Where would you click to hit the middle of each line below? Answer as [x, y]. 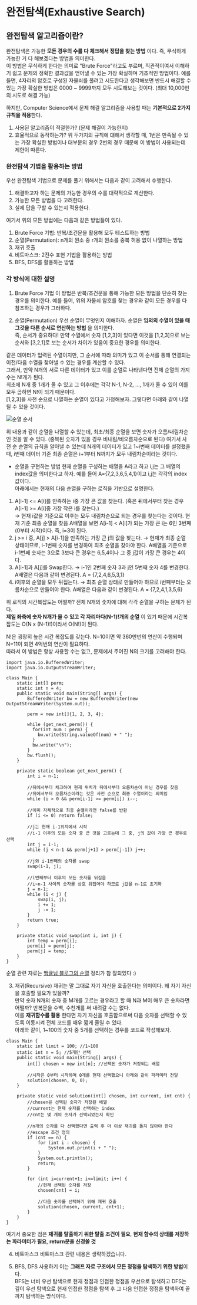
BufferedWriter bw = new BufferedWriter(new [83, 698]
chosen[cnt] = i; [59, 1190]
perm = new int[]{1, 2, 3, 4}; [66, 714]
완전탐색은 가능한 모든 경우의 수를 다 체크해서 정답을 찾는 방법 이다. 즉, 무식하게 [96, 51]
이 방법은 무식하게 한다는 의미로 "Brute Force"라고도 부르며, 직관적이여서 [90, 66]
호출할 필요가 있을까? [45, 993]
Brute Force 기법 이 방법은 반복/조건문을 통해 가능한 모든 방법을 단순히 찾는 [101, 293]
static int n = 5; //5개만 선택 [54, 1052]
